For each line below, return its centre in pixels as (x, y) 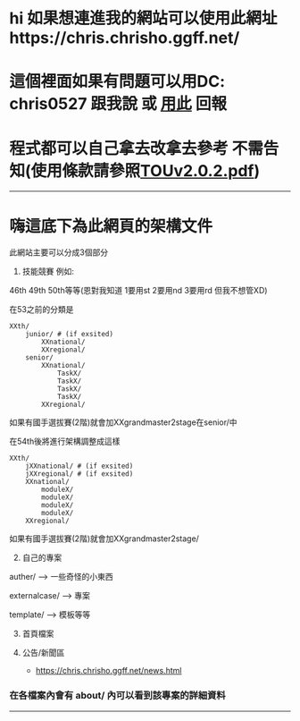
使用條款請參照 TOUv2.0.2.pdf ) (146, 170)
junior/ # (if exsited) (70, 335)
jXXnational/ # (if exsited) (79, 466)
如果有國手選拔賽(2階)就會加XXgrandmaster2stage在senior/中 (124, 422)
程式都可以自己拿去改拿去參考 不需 (136, 148)
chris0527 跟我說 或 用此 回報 (118, 104)
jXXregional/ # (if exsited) (79, 474)
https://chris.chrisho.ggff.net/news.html (108, 671)
